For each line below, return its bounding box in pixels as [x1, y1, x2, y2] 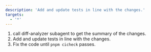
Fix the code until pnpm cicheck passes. [12, 41, 96, 47]
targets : [5, 12, 24, 17]
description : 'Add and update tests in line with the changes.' [5, 7, 145, 13]
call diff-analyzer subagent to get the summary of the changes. [12, 31, 146, 37]
